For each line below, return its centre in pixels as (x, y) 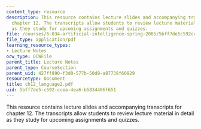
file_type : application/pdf (41, 40)
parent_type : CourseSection (41, 67)
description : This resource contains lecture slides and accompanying (96, 17)
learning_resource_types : (38, 46)
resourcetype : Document (36, 79)
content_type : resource (36, 12)
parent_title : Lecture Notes (42, 62)
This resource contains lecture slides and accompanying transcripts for (94, 107)
